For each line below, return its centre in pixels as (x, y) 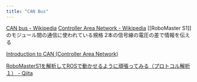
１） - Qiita (20, 73)
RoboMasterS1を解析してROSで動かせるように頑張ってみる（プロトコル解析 (98, 66)
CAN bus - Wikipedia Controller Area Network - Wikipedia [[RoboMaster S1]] (99, 28)
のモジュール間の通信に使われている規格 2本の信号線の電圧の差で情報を (93, 35)
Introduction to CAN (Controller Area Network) (62, 54)
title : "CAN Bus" (27, 11)
